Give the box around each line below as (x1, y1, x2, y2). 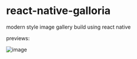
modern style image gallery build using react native (6, 23, 131, 30)
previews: (6, 34, 30, 41)
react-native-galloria (6, 4, 111, 18)
